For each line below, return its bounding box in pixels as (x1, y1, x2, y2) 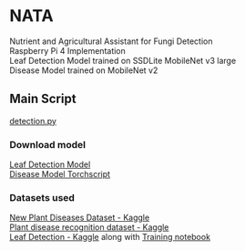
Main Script (9, 91, 77, 107)
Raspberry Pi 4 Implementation (9, 45, 126, 56)
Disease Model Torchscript (9, 169, 111, 180)
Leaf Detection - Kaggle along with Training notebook (9, 232, 211, 243)
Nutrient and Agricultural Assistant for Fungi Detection (9, 36, 213, 47)
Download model (9, 138, 87, 151)
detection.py (9, 115, 57, 126)
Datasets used (9, 191, 76, 204)
